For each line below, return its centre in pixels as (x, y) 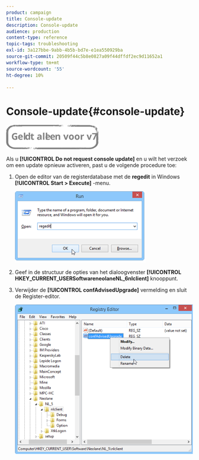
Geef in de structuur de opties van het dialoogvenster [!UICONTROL (98, 272)
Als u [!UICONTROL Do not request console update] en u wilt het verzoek (97, 159)
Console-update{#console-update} (96, 111)
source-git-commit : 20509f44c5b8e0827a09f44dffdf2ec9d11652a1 (84, 56)
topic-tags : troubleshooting (42, 44)
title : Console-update (34, 19)
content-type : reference (37, 38)
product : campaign (29, 12)
